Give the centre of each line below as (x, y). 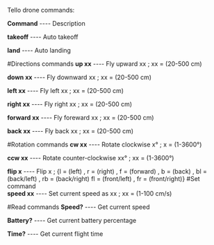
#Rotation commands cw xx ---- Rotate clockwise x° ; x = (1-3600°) (105, 144)
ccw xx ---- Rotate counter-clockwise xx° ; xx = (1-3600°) (91, 158)
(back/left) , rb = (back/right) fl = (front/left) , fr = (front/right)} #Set (104, 179)
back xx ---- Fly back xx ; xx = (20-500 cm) (71, 131)
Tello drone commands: (41, 10)
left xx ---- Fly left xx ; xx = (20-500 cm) (65, 91)
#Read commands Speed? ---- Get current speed (79, 207)
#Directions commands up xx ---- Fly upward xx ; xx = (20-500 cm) (105, 64)
